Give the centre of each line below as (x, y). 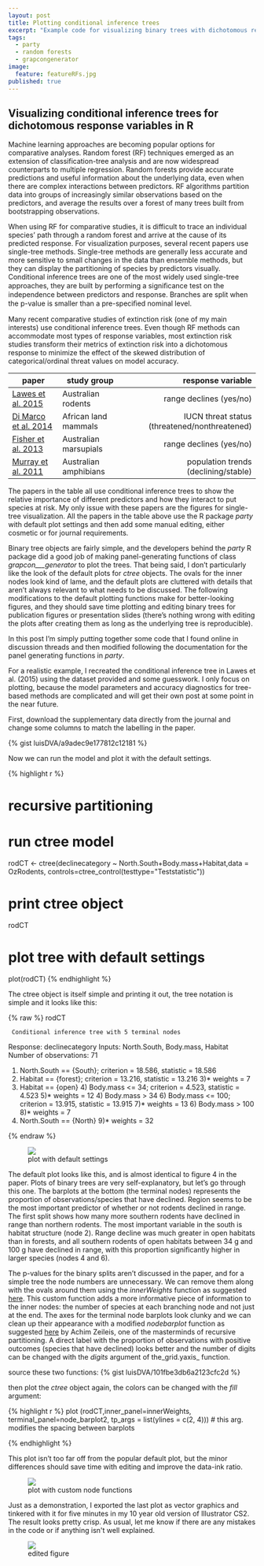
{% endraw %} (32, 1136)
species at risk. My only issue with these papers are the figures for (116, 508)
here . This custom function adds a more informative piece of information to (130, 1299)
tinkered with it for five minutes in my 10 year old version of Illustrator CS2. (129, 1514)
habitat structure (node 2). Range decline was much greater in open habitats (132, 1233)
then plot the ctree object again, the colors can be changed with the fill (123, 1388)
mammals (80, 426)
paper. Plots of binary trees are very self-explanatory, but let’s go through (127, 1183)
